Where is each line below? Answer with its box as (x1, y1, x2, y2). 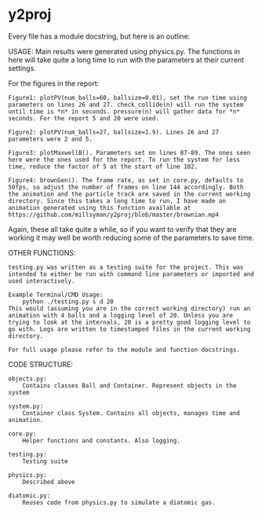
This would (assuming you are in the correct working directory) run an (8, 304, 251, 312)
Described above (22, 478, 76, 486)
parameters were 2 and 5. (8, 135, 93, 143)
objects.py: (8, 375, 47, 383)
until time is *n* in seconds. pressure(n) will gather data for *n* (8, 108, 241, 116)
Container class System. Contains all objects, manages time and (22, 409, 241, 417)
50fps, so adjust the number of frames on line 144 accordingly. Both (8, 183, 244, 191)
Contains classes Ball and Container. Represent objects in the (22, 381, 237, 390)
